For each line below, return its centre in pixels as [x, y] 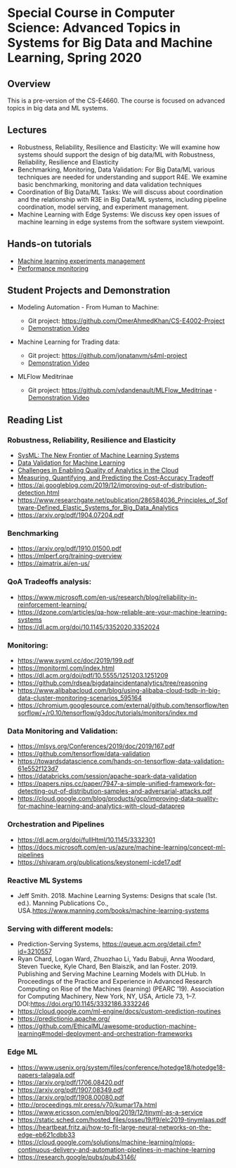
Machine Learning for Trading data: [68, 342]
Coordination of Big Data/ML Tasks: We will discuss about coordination [120, 192]
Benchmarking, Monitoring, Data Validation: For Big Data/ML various [116, 169]
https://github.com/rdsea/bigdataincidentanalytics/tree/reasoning [112, 683]
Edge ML [22, 1052]
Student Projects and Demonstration [89, 291]
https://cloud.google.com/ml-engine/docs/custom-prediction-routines [119, 1011]
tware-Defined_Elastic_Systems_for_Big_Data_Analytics [98, 508]
